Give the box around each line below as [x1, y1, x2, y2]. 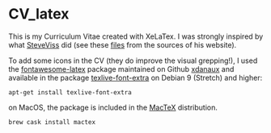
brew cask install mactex [8, 118, 95, 126]
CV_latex [8, 5, 70, 23]
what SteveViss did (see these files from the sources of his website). [8, 39, 237, 49]
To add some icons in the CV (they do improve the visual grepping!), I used [8, 56, 258, 65]
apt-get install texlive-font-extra [8, 88, 132, 97]
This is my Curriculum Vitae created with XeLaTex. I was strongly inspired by [8, 31, 264, 41]
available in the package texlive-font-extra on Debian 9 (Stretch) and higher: [8, 73, 263, 82]
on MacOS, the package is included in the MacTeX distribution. [8, 102, 218, 112]
